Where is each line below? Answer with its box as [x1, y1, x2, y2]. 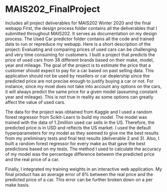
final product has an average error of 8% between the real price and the [5, 171, 154, 177]
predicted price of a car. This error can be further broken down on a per [5, 177, 153, 183]
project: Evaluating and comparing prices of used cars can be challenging [5, 46, 157, 52]
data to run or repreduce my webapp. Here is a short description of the [5, 41, 151, 47]
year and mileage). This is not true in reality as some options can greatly [5, 94, 154, 100]
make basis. [5, 182, 30, 188]
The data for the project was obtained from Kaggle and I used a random [5, 108, 153, 115]
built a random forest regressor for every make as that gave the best [5, 140, 146, 146]
